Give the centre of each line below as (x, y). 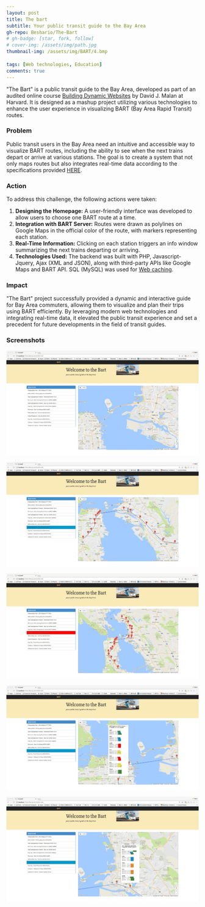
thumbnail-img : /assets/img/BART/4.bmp (57, 52)
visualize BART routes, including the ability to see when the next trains (95, 150)
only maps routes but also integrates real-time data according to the (92, 163)
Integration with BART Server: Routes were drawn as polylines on (99, 224)
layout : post (23, 13)
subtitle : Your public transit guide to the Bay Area (76, 26)
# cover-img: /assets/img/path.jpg (52, 45)
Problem (19, 131)
